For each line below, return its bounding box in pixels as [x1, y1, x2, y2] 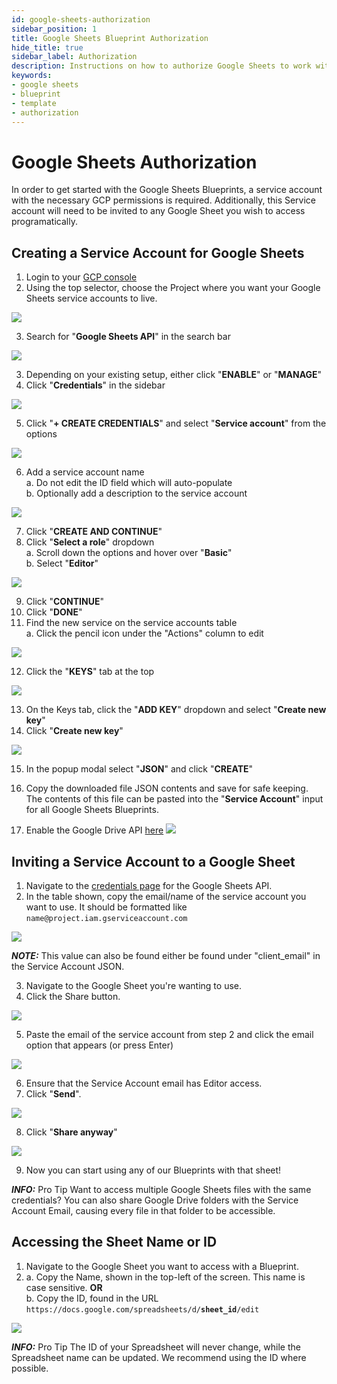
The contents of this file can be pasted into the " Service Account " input [25, 793, 324, 805]
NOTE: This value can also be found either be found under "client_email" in [11, 949, 321, 961]
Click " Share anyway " [25, 1126, 118, 1138]
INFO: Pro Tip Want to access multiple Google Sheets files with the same [11, 1183, 312, 1195]
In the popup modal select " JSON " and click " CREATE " [25, 763, 254, 775]
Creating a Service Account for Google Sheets [11, 244, 305, 261]
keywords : [11, 71, 53, 81]
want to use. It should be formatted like [25, 901, 188, 913]
